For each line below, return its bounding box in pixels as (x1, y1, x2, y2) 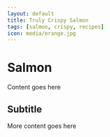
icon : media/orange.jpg (7, 29, 77, 37)
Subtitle (7, 103, 42, 115)
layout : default (7, 10, 54, 17)
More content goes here (7, 122, 77, 130)
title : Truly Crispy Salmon (7, 17, 89, 24)
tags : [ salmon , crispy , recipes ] (7, 23, 104, 30)
